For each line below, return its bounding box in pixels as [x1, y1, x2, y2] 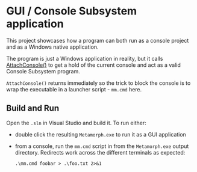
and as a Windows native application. [6, 43, 99, 51]
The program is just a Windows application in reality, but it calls [6, 55, 163, 62]
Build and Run [6, 103, 59, 114]
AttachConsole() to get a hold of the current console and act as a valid [6, 61, 181, 69]
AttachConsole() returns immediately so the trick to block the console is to [6, 79, 191, 87]
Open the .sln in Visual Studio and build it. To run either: [6, 119, 146, 126]
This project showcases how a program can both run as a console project [6, 37, 189, 44]
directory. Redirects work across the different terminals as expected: [14, 149, 186, 156]
